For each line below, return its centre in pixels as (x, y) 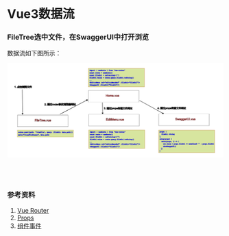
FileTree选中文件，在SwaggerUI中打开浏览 (78, 37)
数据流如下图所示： (34, 53)
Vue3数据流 (41, 14)
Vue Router (33, 210)
